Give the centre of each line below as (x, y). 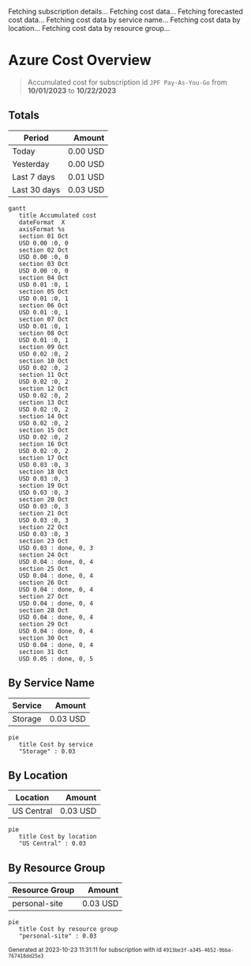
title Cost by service (56, 744)
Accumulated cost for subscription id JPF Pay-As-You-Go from (127, 82)
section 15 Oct (43, 430)
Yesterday (31, 164)
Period (36, 138)
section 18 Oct (43, 472)
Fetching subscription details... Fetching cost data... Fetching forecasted (126, 11)
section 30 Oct (43, 638)
